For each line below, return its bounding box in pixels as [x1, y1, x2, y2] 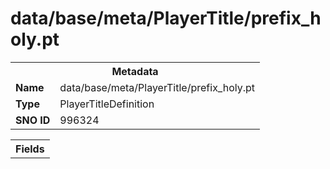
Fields [15, 142, 45, 156]
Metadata [111, 64, 159, 78]
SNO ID [15, 113, 51, 127]
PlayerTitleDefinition [59, 97, 155, 111]
